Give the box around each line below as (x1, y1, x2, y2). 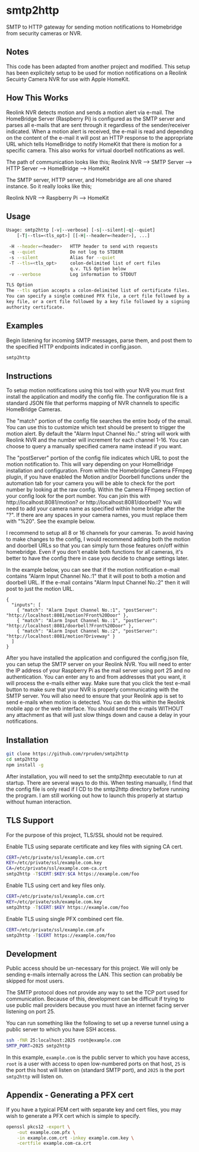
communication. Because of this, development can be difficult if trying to (6, 995, 185, 1003)
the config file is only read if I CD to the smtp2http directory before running (6, 786, 190, 793)
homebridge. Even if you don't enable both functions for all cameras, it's (6, 549, 184, 556)
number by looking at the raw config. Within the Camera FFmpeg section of (6, 486, 191, 493)
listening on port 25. (6, 1008, 55, 1015)
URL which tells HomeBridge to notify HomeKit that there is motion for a (6, 140, 182, 147)
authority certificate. (6, 304, 65, 310)
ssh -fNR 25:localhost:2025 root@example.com (6, 1037, 121, 1043)
